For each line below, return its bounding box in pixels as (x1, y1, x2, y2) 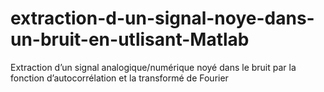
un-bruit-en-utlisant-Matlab (10, 28, 250, 51)
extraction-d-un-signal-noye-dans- (10, 7, 315, 30)
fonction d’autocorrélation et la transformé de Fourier (10, 72, 229, 84)
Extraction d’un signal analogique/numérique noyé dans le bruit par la (10, 61, 297, 73)
